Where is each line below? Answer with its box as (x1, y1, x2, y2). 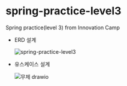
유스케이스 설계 (14, 60, 50, 67)
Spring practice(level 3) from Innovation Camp (5, 24, 120, 31)
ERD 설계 (14, 36, 37, 43)
